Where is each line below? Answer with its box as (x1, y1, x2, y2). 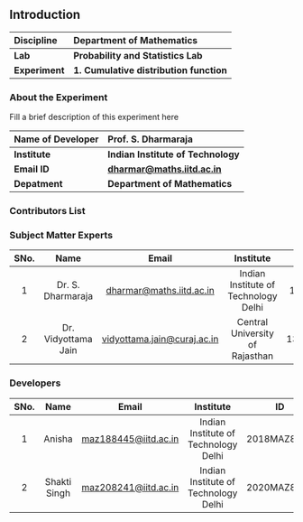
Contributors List (9, 205, 86, 218)
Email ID (14, 163, 50, 175)
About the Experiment (9, 90, 108, 103)
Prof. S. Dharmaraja (107, 133, 194, 145)
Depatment (14, 178, 63, 191)
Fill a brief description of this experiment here (9, 112, 179, 123)
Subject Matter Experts (9, 228, 114, 241)
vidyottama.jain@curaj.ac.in (101, 333, 219, 346)
